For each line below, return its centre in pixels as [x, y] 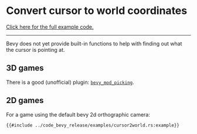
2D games [25, 100]
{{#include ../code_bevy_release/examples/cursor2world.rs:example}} [93, 125]
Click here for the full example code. [50, 27]
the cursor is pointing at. [36, 50]
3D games [25, 68]
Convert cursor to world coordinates [97, 11]
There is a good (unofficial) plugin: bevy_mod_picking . [70, 82]
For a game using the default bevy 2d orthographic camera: [78, 114]
